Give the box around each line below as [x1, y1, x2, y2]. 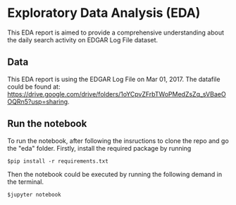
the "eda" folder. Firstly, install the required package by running [7, 144, 192, 152]
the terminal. [7, 178, 44, 186]
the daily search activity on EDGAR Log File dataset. [7, 35, 159, 44]
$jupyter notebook [7, 191, 61, 198]
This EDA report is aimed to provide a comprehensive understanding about [7, 28, 224, 37]
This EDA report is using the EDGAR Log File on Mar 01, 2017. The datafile [7, 75, 221, 83]
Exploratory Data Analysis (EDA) [7, 5, 201, 21]
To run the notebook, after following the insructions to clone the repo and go [7, 136, 229, 145]
